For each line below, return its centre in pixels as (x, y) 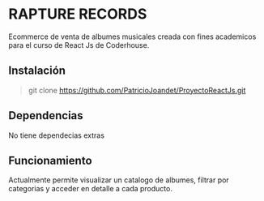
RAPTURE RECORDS (78, 14)
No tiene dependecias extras (57, 135)
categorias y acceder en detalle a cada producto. (90, 189)
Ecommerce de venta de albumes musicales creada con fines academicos (132, 36)
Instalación (37, 71)
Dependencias (46, 115)
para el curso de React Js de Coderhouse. (79, 45)
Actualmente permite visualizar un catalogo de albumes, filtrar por (119, 180)
